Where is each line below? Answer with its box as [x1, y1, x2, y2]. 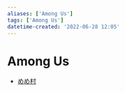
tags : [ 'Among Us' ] [7, 17, 64, 24]
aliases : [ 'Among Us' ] [7, 10, 73, 17]
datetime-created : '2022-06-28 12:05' [7, 23, 120, 30]
